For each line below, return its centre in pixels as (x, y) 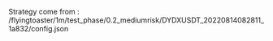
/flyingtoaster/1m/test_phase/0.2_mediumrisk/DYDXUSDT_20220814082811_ (136, 20)
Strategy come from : (44, 12)
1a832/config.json (39, 29)
